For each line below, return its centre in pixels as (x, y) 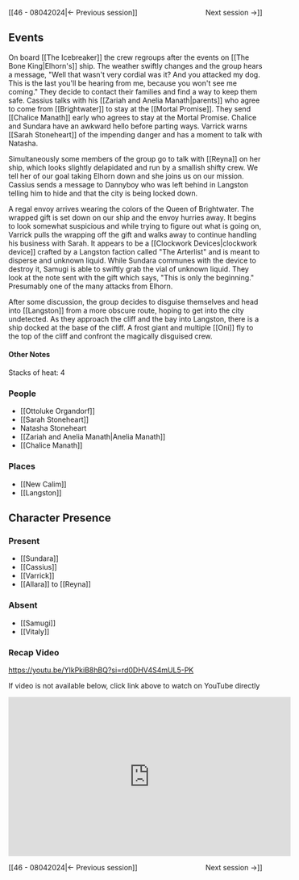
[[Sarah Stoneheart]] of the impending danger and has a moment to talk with (135, 134)
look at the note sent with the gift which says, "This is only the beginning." (131, 277)
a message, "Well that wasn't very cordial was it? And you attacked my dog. (134, 74)
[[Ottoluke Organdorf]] (57, 411)
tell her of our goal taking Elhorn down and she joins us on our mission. (126, 176)
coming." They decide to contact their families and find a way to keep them (133, 91)
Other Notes (29, 355)
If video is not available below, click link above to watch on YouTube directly (134, 685)
